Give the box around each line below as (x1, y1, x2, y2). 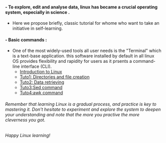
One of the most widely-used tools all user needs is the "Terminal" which (12, 48, 162, 54)
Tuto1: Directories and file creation (19, 74, 90, 80)
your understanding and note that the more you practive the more (5, 112, 140, 117)
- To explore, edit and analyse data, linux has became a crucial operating (5, 4, 158, 10)
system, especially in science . (5, 9, 70, 15)
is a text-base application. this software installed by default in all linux (12, 53, 155, 59)
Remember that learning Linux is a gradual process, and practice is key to (5, 101, 157, 107)
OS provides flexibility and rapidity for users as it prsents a (12, 58, 132, 64)
